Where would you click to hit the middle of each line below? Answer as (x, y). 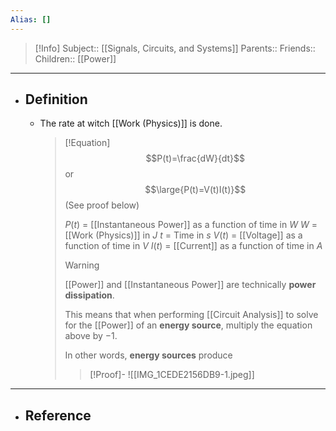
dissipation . (89, 295)
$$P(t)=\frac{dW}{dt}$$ (195, 158)
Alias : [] (31, 19)
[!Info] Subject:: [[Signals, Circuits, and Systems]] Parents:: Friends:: (175, 48)
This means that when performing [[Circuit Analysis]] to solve (191, 315)
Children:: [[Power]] (75, 58)
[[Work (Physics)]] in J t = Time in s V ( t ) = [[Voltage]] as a (183, 235)
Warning (82, 265)
